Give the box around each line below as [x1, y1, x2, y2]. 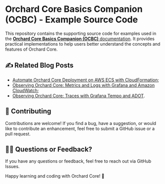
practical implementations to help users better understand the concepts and [5, 41, 161, 47]
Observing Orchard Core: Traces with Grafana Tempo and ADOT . [12, 93, 145, 99]
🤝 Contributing [5, 107, 52, 116]
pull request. [5, 130, 31, 137]
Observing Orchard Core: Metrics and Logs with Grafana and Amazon [12, 82, 155, 88]
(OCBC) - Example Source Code [5, 14, 138, 25]
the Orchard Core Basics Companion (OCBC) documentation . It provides [5, 36, 155, 42]
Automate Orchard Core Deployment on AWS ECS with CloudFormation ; [12, 77, 160, 83]
